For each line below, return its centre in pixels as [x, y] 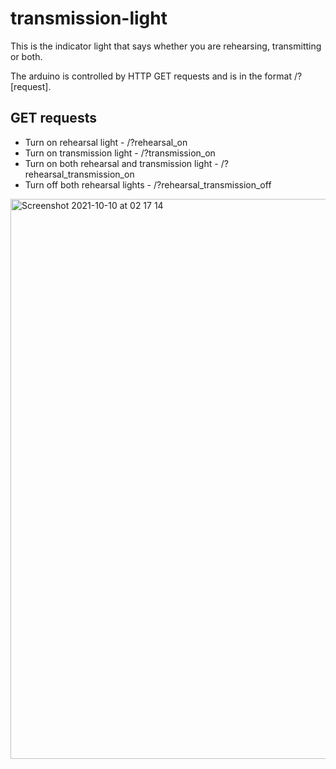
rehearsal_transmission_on [79, 174]
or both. [26, 56]
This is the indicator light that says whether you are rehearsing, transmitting [166, 46]
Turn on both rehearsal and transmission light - [121, 163]
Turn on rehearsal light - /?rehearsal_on [106, 142]
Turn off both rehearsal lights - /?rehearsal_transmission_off [148, 184]
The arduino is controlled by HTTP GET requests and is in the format [151, 76]
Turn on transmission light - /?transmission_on [120, 153]
